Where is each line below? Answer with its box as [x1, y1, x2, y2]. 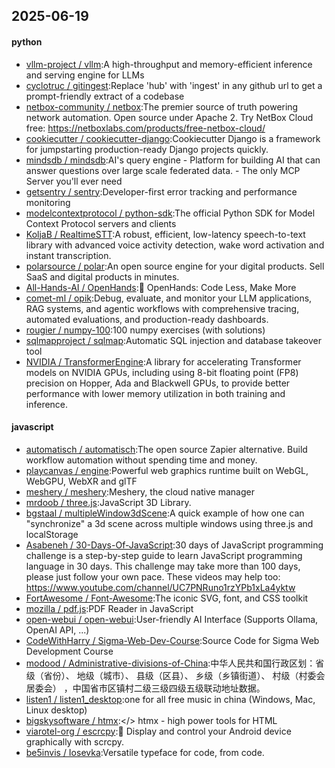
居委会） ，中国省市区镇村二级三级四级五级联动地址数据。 [25, 682, 266, 694]
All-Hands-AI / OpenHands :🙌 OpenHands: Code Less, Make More [25, 281, 297, 293]
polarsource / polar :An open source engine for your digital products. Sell [25, 260, 325, 272]
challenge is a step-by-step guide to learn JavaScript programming [25, 549, 303, 561]
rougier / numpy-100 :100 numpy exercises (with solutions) [25, 324, 266, 336]
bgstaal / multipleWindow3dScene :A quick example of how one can [25, 507, 305, 519]
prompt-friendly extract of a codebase [25, 90, 185, 102]
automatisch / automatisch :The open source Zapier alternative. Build [25, 443, 308, 455]
